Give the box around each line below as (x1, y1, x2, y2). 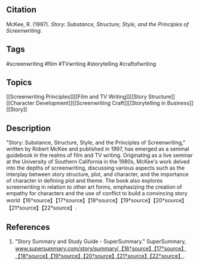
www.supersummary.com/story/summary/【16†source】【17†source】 (14, 245, 187, 252)
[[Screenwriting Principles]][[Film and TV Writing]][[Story (6, 93, 148, 100)
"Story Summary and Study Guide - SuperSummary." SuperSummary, (14, 238, 186, 245)
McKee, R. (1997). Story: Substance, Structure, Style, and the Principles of (6, 20, 189, 27)
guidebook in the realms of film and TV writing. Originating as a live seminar (6, 152, 193, 159)
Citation (6, 5, 37, 15)
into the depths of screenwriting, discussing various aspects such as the (6, 164, 185, 172)
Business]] (167, 100, 194, 107)
